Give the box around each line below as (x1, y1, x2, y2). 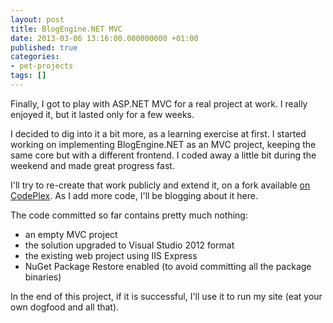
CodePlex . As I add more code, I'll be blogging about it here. (10, 189, 258, 201)
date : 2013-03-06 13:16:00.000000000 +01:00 (10, 33, 199, 43)
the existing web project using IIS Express (24, 249, 198, 261)
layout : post (10, 14, 65, 25)
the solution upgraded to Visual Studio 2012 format (24, 239, 235, 251)
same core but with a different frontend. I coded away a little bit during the (10, 149, 317, 161)
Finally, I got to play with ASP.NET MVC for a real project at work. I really (10, 97, 308, 110)
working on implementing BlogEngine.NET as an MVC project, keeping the (10, 138, 317, 150)
